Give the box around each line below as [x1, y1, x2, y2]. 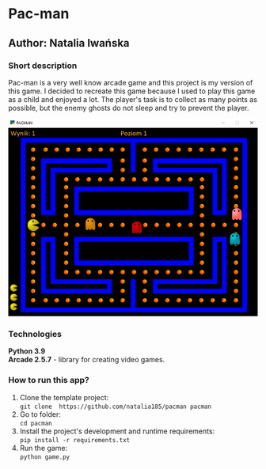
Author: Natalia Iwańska [8, 36, 130, 50]
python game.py [19, 452, 70, 461]
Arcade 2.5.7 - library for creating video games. [8, 355, 165, 365]
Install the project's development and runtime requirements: [19, 426, 215, 436]
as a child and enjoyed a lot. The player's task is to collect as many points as [8, 94, 257, 104]
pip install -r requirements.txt [19, 436, 131, 444]
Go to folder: [19, 409, 61, 419]
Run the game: [19, 443, 68, 452]
